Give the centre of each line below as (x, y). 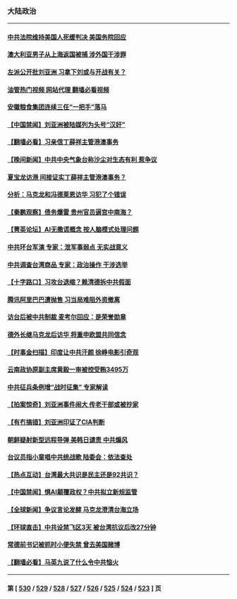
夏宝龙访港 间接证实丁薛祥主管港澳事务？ (67, 177)
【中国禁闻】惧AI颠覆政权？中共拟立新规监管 (72, 492)
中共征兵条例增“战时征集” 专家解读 (58, 387)
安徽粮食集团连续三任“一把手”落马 (57, 107)
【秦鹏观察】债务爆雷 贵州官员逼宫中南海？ (70, 212)
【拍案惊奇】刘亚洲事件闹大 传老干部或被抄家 (73, 405)
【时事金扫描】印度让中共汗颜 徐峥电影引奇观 (73, 352)
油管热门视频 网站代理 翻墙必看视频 (58, 89)
